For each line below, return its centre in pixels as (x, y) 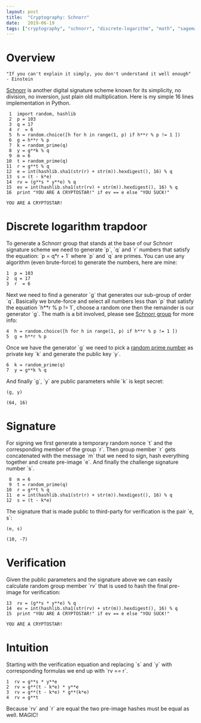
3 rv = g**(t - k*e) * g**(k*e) (48, 692)
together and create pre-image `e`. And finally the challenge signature (92, 462)
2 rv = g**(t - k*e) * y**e (42, 687)
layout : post (22, 12)
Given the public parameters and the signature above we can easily (89, 579)
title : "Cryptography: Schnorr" (48, 17)
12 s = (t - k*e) (29, 500)
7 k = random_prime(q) (38, 145)
